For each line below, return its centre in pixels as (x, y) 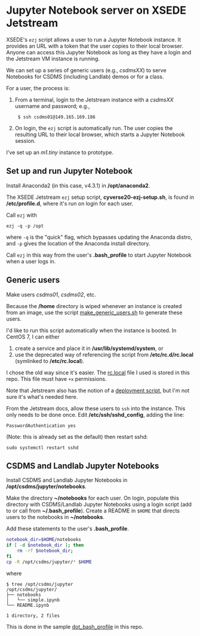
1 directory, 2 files (33, 616)
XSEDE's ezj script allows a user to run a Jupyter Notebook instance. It (93, 39)
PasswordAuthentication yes (41, 425)
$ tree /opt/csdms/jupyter (40, 584)
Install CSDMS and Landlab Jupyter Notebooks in (67, 480)
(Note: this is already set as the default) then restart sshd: (77, 437)
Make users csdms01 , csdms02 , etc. (51, 294)
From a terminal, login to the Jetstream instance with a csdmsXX (94, 100)
